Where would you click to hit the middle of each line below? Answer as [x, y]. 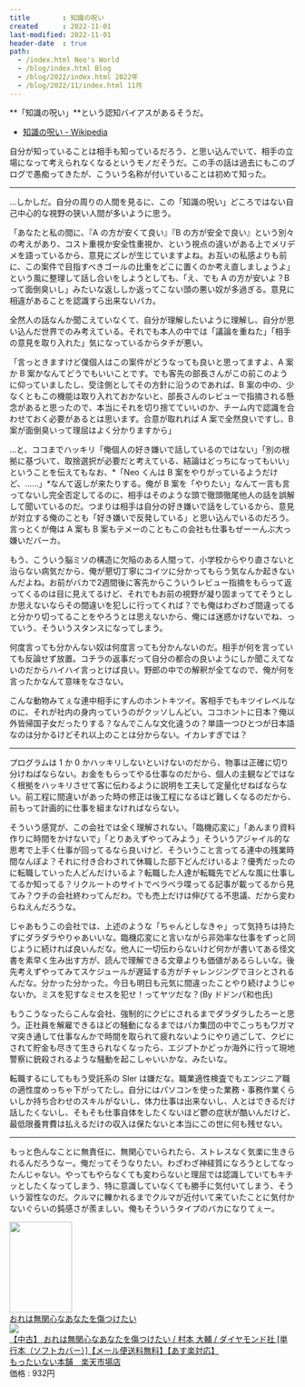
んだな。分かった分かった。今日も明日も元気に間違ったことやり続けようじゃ [152, 983]
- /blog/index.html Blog [64, 69]
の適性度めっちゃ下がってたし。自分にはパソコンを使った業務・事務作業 [144, 1089]
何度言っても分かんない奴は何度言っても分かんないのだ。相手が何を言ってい [152, 647]
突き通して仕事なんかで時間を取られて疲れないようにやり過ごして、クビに [156, 1036]
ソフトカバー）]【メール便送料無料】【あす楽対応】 [126, 1350]
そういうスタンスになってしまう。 [104, 627]
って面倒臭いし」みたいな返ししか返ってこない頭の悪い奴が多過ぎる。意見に [152, 289]
